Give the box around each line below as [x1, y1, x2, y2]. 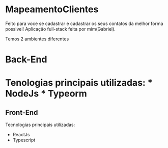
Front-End [5, 108, 38, 117]
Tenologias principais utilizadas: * [5, 77, 153, 89]
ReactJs [12, 132, 30, 138]
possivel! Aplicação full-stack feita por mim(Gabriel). [5, 26, 116, 32]
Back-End [5, 54, 47, 65]
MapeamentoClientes [5, 4, 99, 15]
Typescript [12, 137, 36, 143]
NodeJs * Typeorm [5, 88, 88, 100]
